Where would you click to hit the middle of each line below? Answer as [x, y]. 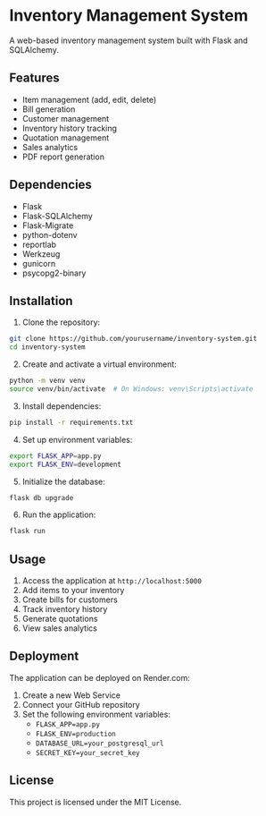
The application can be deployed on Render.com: [100, 677]
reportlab [39, 244]
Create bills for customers [70, 599]
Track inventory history [65, 609]
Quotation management [66, 137]
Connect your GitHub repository [81, 704]
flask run [28, 531]
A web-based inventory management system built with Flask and [129, 40]
